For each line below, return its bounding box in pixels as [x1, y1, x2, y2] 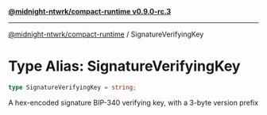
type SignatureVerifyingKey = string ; [8, 83, 137, 91]
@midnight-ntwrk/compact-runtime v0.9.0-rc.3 [8, 7, 172, 16]
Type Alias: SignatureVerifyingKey [8, 57, 241, 75]
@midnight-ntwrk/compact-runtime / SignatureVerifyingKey [8, 29, 204, 39]
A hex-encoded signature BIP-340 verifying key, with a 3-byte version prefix [8, 98, 259, 107]
